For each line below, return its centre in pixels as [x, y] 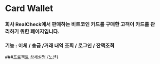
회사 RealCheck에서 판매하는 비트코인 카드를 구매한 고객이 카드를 [77, 25]
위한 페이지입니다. [40, 32]
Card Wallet [29, 8]
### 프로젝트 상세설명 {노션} [32, 57]
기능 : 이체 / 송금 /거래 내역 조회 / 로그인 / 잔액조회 [60, 46]
